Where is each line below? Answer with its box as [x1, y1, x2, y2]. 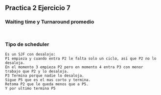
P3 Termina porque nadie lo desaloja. [5, 73, 84, 78]
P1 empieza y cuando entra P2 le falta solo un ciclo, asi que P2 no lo [5, 56, 157, 61]
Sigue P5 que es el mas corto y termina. [5, 77, 91, 82]
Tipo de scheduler [5, 41, 49, 48]
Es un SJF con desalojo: [5, 52, 56, 57]
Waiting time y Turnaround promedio [5, 19, 94, 25]
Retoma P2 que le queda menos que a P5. [5, 81, 89, 87]
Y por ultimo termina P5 [5, 86, 56, 91]
